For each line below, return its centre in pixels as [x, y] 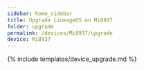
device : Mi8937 [29, 40]
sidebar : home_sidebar [40, 14]
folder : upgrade [30, 26]
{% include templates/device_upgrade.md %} [72, 59]
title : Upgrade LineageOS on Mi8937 [60, 20]
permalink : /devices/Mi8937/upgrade [60, 33]
